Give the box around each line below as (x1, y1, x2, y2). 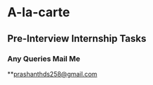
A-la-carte (7, 4, 71, 21)
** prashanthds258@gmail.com (7, 69, 97, 78)
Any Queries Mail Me (7, 54, 80, 64)
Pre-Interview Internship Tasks (7, 33, 147, 45)
